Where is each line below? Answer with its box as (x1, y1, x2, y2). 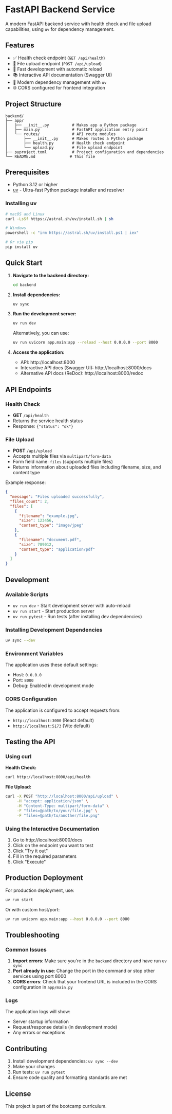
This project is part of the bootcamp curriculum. (5, 1103, 107, 1109)
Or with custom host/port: (5, 906, 60, 912)
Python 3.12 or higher (12, 182, 58, 188)
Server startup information (12, 1018, 69, 1025)
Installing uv (5, 200, 37, 207)
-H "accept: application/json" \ (16, 799, 88, 804)
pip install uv (5, 244, 38, 250)
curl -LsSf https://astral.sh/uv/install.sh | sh (5, 216, 114, 222)
